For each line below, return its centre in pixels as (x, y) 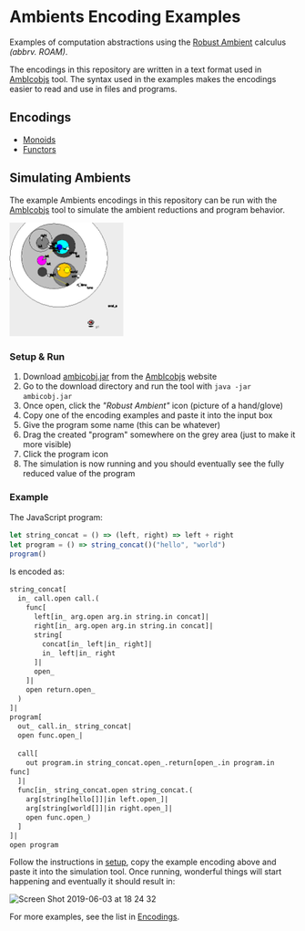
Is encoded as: (37, 571)
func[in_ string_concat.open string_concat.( (106, 790)
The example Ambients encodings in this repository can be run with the (143, 200)
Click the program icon (66, 455)
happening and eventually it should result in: (92, 882)
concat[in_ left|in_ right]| (97, 644)
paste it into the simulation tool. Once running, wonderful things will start (146, 872)
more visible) (47, 445)
